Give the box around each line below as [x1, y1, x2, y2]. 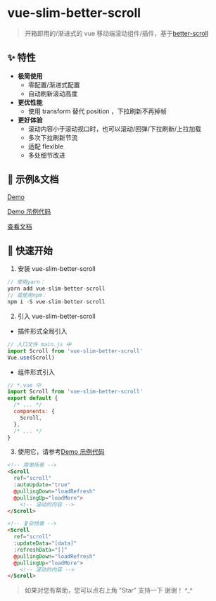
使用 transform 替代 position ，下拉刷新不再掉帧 [27, 107, 167, 115]
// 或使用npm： [7, 292, 48, 299]
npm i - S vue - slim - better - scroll [7, 298, 106, 305]
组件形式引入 [17, 367, 55, 376]
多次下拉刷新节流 [27, 133, 78, 141]
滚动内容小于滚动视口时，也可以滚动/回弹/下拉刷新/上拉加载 [27, 125, 202, 133]
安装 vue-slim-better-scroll [17, 265, 96, 273]
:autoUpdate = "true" [13, 481, 71, 488]
